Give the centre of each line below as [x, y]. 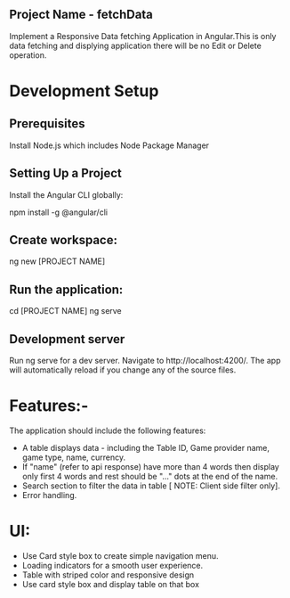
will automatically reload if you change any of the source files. [123, 370]
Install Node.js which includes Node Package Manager [109, 145]
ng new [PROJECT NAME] [57, 261]
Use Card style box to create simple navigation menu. [121, 555]
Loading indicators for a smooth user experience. [113, 565]
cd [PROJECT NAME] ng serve [65, 311]
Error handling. [49, 495]
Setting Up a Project [65, 173]
